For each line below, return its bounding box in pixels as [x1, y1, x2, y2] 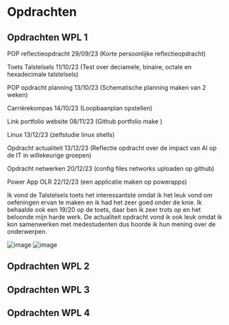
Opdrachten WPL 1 [7, 32, 88, 43]
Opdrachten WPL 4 [7, 307, 91, 319]
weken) [7, 91, 29, 99]
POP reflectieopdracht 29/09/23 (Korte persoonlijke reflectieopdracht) [7, 49, 206, 58]
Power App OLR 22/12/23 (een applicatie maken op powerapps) [7, 178, 187, 186]
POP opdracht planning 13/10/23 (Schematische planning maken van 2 [7, 84, 206, 91]
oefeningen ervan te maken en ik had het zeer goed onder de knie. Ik [7, 198, 202, 206]
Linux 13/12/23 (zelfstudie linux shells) [7, 131, 115, 139]
